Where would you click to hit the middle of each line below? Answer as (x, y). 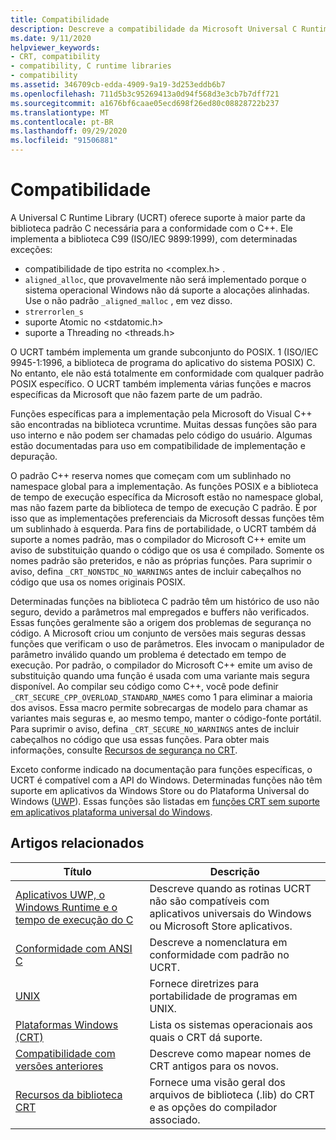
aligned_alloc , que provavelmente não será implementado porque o (165, 279)
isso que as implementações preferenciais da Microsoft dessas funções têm (167, 518)
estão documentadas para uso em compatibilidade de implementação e (158, 445)
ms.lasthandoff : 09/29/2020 (69, 131)
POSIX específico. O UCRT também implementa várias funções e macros (161, 383)
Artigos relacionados (77, 843)
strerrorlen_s (54, 312)
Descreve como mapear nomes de (230, 1053)
